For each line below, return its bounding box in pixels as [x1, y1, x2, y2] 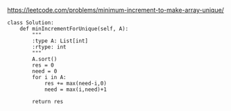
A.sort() [32, 55, 58, 62]
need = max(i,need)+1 [44, 86, 108, 93]
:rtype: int [32, 44, 67, 51]
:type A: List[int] [32, 37, 89, 44]
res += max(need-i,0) [44, 80, 108, 87]
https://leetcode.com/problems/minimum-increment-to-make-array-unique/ [7, 6, 224, 14]
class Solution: [7, 19, 54, 26]
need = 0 [32, 68, 58, 75]
